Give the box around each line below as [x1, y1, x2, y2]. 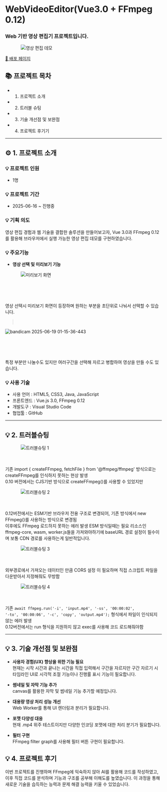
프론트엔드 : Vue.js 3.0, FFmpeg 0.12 [12, 397, 85, 403]
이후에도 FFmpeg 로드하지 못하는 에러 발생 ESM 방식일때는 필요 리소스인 [5, 523, 147, 529]
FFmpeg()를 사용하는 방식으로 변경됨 [5, 516, 77, 522]
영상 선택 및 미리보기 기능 [12, 261, 61, 267]
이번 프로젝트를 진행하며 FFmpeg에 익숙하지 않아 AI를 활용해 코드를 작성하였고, [5, 769, 159, 775]
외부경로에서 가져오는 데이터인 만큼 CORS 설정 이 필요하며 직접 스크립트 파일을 [5, 567, 158, 573]
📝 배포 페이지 [5, 56, 31, 62]
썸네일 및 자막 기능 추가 [12, 682, 57, 688]
